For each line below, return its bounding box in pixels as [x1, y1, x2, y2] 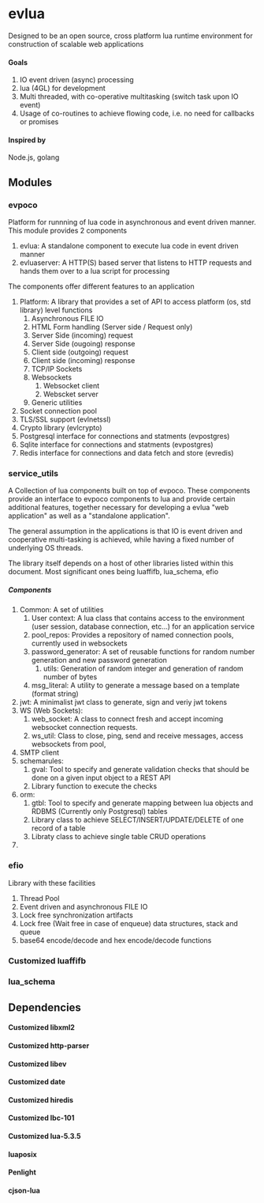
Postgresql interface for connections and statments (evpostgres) [19, 432, 230, 441]
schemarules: [19, 756, 65, 766]
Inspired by [8, 135, 46, 145]
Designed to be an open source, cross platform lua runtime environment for [8, 31, 254, 40]
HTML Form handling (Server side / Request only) [31, 322, 193, 332]
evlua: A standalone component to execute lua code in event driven [19, 241, 239, 251]
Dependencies [8, 1001, 81, 1014]
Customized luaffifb [8, 955, 87, 966]
